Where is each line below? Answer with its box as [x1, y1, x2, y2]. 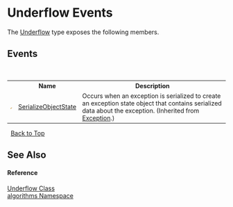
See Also [7, 149, 46, 161]
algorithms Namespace [7, 191, 74, 199]
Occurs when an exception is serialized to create [82, 92, 221, 100]
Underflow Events [7, 5, 113, 21]
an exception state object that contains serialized [82, 99, 222, 107]
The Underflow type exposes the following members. [7, 28, 159, 36]
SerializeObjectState [18, 103, 77, 110]
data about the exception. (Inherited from [82, 106, 200, 115]
